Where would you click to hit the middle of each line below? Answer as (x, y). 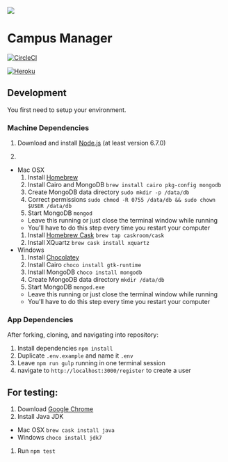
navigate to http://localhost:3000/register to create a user (104, 371)
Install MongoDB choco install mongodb (85, 272)
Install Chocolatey (53, 257)
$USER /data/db (49, 206)
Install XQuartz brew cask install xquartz (88, 243)
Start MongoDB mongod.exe (66, 287)
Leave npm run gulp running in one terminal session (91, 363)
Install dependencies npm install (65, 349)
